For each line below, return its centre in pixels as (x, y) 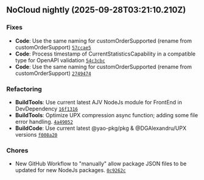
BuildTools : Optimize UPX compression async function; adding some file (107, 115)
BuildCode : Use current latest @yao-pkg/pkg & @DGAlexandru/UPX (101, 128)
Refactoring (24, 89)
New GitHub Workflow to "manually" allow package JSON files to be (101, 164)
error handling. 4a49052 (44, 121)
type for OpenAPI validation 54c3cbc (60, 60)
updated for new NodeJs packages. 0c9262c (70, 170)
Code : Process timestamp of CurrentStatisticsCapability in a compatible (105, 54)
